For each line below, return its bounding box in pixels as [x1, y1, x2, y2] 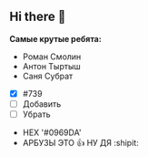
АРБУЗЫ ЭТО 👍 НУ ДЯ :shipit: [22, 138, 139, 148]
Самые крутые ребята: [9, 33, 102, 44]
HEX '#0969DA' [22, 127, 82, 138]
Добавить [22, 98, 62, 110]
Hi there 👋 [9, 9, 66, 25]
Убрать [22, 109, 52, 120]
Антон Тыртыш [22, 60, 81, 71]
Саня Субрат [22, 70, 74, 81]
